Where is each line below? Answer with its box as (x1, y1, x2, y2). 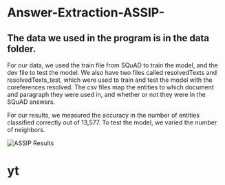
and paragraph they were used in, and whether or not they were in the (7, 91, 206, 98)
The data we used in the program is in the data (7, 32, 210, 44)
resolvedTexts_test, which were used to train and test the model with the (7, 76, 213, 84)
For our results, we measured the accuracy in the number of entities (7, 111, 200, 119)
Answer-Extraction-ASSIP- (7, 5, 165, 21)
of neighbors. (7, 126, 45, 133)
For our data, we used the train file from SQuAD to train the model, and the (7, 61, 219, 69)
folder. (7, 43, 36, 54)
